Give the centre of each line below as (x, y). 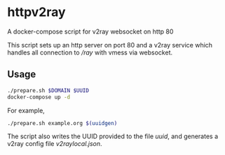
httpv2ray (36, 12)
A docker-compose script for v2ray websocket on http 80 (90, 31)
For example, (26, 110)
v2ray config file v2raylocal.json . (55, 144)
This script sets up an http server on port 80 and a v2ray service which (110, 45)
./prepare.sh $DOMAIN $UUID (48, 90)
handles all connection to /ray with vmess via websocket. (90, 52)
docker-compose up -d (39, 97)
